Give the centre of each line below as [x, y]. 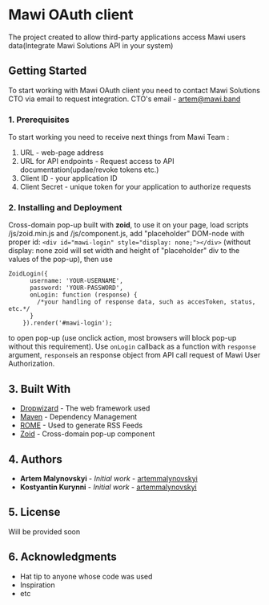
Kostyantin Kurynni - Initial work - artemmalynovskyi [108, 487]
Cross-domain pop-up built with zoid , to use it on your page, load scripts [128, 225]
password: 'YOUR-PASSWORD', [76, 288]
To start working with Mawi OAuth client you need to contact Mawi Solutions [134, 90]
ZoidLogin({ [28, 274]
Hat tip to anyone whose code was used [86, 576]
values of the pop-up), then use [61, 260]
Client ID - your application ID [68, 178]
